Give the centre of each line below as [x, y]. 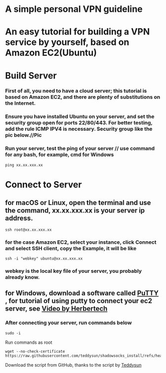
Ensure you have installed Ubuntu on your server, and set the [80, 116]
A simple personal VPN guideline [74, 9]
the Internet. [21, 104]
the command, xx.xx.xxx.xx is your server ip [75, 211]
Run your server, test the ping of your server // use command [80, 149]
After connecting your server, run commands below [68, 323]
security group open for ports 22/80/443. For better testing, [79, 123]
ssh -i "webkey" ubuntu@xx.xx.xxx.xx [44, 259]
